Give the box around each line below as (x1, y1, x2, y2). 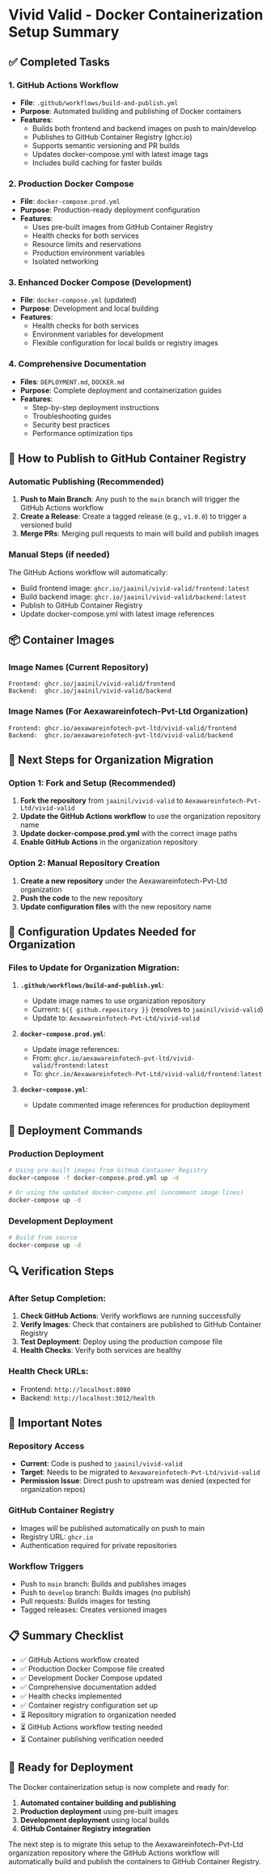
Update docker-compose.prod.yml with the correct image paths (19, 829, 238, 838)
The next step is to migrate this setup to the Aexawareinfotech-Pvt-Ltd (8, 1839, 244, 1849)
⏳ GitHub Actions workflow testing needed (19, 1722, 163, 1732)
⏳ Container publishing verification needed (19, 1734, 163, 1744)
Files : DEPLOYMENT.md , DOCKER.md (19, 376, 125, 386)
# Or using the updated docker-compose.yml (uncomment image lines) (8, 1188, 244, 1197)
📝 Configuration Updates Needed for (8, 925, 197, 939)
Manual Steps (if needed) (8, 549, 111, 560)
